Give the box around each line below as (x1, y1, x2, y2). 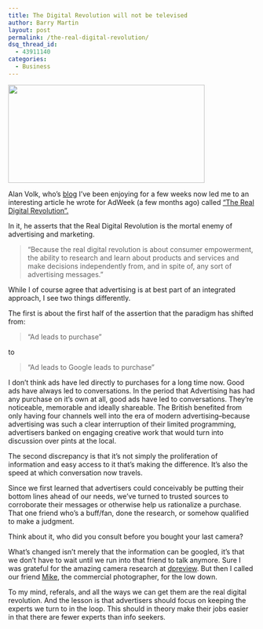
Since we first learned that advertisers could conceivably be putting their (8, 483, 244, 492)
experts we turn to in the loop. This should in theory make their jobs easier (8, 604, 249, 613)
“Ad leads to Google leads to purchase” (27, 362, 155, 371)
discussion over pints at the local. (8, 436, 117, 445)
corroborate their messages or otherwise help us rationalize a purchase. (8, 499, 242, 509)
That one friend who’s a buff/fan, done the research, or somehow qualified (8, 508, 250, 517)
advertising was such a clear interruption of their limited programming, (8, 419, 237, 429)
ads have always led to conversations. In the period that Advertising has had (8, 386, 255, 395)
